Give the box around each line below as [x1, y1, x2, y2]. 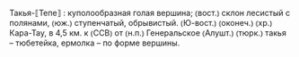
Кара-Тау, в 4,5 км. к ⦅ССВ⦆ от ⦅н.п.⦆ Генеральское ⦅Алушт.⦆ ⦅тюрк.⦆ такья [9, 28, 287, 38]
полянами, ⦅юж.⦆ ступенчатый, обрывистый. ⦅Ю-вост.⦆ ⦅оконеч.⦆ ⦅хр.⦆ [9, 18, 273, 28]
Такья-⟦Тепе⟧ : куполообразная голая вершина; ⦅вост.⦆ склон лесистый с [9, 8, 290, 18]
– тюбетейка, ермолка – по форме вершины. [9, 37, 180, 48]
